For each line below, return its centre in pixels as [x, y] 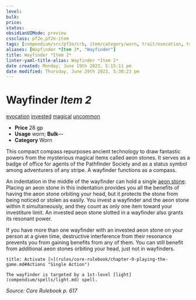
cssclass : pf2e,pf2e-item [37, 39]
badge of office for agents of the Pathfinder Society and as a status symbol [97, 164]
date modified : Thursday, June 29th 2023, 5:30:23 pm [73, 71]
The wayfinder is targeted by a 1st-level [58, 275]
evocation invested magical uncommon [53, 116]
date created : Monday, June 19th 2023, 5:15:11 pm [69, 66]
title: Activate [26, 260]
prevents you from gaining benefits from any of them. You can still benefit [95, 243]
